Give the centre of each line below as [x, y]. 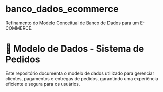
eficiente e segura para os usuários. [43, 84]
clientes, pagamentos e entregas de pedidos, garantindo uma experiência [82, 78]
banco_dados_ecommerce [62, 9]
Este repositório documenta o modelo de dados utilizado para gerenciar [80, 73]
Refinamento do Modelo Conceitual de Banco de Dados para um [72, 23]
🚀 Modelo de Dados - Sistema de [75, 49]
